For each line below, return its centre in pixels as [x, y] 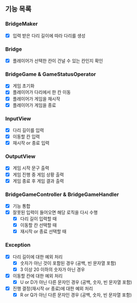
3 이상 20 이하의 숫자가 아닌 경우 [52, 269]
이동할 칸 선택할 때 [38, 225]
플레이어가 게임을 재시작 [36, 98]
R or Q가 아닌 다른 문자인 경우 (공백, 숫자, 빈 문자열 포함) [76, 295]
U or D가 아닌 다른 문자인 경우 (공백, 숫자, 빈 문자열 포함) [76, 282]
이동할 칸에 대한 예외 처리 [38, 276]
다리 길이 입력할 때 [38, 219]
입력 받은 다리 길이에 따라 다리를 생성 [49, 36]
